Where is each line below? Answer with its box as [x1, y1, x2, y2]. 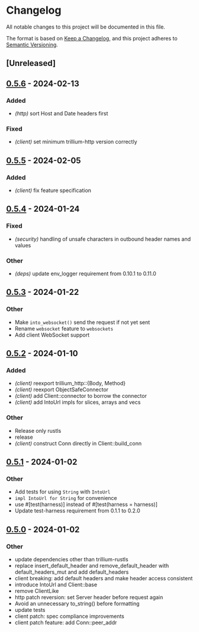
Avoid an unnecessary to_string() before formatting [14, 600, 140, 607]
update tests [14, 606, 46, 614]
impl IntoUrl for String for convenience [14, 495, 117, 502]
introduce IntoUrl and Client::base [14, 581, 98, 589]
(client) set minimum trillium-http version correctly [14, 138, 137, 146]
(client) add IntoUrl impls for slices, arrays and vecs [14, 399, 141, 406]
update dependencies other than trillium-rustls [14, 556, 129, 563]
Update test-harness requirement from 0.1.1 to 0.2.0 [14, 507, 140, 514]
